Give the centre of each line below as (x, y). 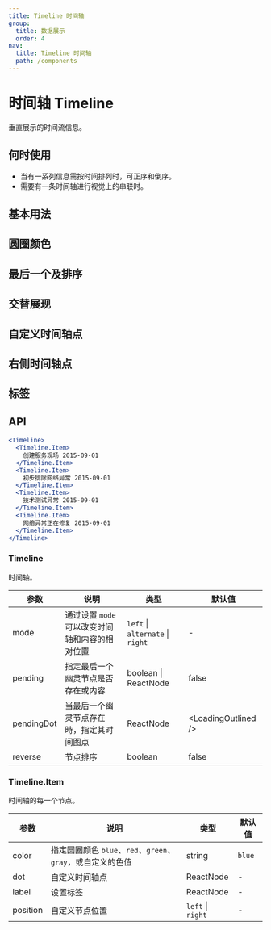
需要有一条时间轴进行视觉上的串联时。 (83, 186)
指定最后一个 (89, 666)
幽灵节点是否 (89, 678)
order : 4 (30, 38)
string (197, 856)
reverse (27, 756)
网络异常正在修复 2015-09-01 (67, 523)
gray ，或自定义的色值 (91, 862)
